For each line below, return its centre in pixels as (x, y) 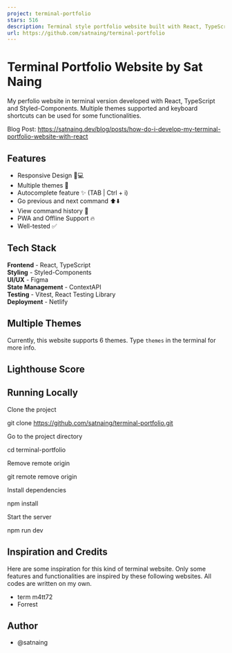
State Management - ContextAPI (54, 287)
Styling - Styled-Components (49, 272)
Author (22, 626)
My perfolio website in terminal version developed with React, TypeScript (111, 101)
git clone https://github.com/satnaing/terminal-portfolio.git (90, 422)
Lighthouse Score (46, 369)
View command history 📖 (53, 211)
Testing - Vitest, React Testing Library (61, 294)
